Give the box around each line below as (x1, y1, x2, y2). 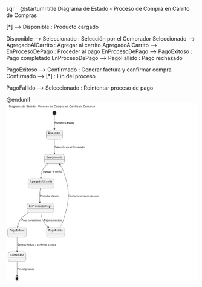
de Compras (6, 12, 37, 19)
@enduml (6, 96, 30, 103)
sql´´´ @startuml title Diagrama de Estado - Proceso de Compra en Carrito (6, 5, 190, 12)
